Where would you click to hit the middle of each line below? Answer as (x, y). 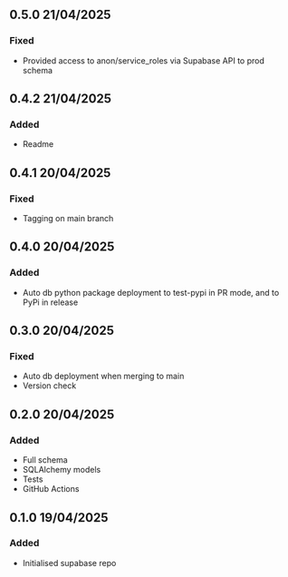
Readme (38, 144)
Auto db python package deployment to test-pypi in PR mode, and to (151, 292)
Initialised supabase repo (69, 562)
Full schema (45, 460)
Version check (49, 386)
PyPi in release (50, 302)
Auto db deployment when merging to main (103, 377)
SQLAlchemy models (62, 470)
